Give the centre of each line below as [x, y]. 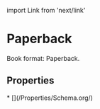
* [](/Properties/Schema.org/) [50, 98]
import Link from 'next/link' [46, 10]
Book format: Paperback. [43, 58]
